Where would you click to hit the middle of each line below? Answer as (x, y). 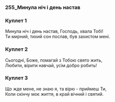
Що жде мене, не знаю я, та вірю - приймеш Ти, (56, 89)
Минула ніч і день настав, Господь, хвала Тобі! (54, 32)
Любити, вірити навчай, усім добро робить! (51, 65)
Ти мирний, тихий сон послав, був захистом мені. (57, 36)
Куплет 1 (16, 20)
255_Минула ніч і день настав (43, 7)
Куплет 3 (17, 78)
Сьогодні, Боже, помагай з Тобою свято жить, (54, 60)
